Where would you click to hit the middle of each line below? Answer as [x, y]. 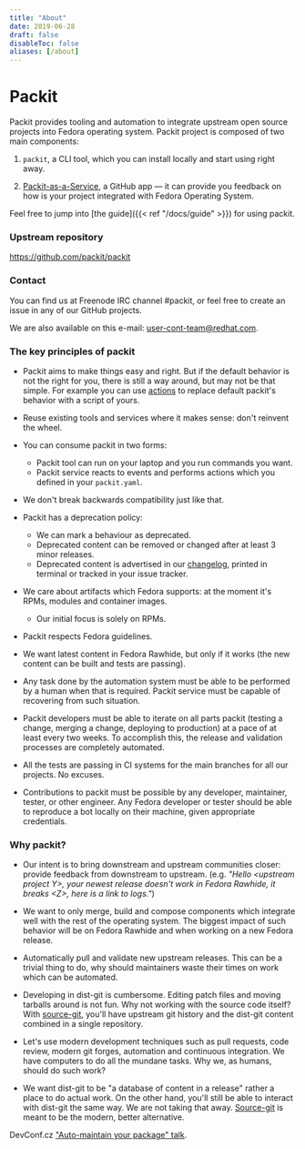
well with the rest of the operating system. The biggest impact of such [154, 921]
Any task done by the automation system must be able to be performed [156, 681]
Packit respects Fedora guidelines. [87, 636]
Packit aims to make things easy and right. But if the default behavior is [156, 371]
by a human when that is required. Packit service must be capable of [151, 691]
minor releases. [65, 554]
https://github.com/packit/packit [70, 257]
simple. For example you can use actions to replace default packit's [149, 390]
